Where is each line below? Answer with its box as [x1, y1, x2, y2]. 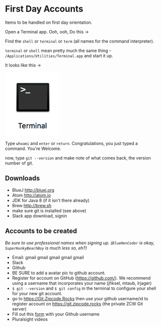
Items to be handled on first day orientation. [5, 19, 92, 25]
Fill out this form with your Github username [12, 311, 100, 317]
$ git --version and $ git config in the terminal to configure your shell [12, 285, 156, 291]
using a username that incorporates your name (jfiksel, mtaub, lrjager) [12, 280, 152, 286]
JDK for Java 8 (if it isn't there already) [12, 197, 89, 203]
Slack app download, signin [12, 213, 67, 219]
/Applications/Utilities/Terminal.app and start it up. [5, 52, 113, 59]
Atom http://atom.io [12, 192, 51, 198]
